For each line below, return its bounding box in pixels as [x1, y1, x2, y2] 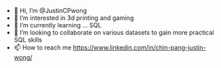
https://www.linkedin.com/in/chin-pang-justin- [72, 43, 206, 52]
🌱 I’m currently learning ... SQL [13, 21, 102, 29]
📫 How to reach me [13, 43, 72, 52]
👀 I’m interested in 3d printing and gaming [13, 14, 134, 22]
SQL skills [13, 36, 42, 44]
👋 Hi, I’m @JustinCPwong [13, 7, 88, 14]
